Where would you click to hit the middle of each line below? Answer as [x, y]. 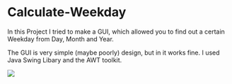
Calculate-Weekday [67, 12]
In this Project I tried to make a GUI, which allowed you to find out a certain [116, 31]
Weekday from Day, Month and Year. [61, 38]
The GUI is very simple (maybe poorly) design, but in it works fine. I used [114, 52]
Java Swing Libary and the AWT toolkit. [65, 59]
